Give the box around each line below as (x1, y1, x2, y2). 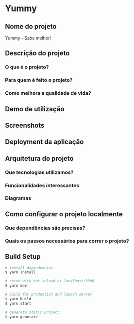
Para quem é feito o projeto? (5, 77, 73, 84)
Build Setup (5, 253, 41, 261)
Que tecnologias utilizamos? (5, 169, 74, 175)
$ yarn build (5, 296, 32, 301)
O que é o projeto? (5, 64, 49, 70)
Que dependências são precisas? (5, 224, 85, 231)
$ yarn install (5, 270, 36, 275)
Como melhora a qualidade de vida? (5, 90, 91, 97)
